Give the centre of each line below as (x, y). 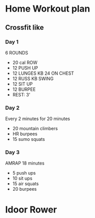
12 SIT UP (23, 84)
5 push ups (24, 173)
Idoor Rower (31, 209)
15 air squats (26, 184)
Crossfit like (25, 28)
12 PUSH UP (25, 68)
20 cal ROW (25, 62)
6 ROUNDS (17, 52)
